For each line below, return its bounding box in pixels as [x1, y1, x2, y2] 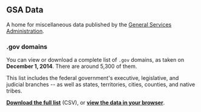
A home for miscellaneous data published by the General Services [6, 21, 172, 28]
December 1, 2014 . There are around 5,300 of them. [6, 63, 137, 70]
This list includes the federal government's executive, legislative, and [6, 74, 179, 82]
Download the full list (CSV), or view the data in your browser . [6, 99, 165, 107]
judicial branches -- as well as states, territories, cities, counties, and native [6, 81, 196, 88]
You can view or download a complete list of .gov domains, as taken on [6, 56, 185, 64]
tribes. [6, 87, 22, 94]
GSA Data [6, 5, 44, 15]
